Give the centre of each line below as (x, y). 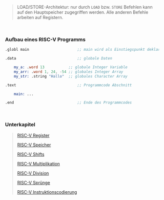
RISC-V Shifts (31, 154)
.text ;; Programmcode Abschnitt (69, 85)
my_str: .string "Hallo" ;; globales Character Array (71, 76)
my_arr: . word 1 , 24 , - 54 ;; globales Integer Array (69, 72)
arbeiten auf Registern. (40, 17)
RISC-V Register (33, 135)
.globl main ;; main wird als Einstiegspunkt (75, 50)
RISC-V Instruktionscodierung (47, 192)
